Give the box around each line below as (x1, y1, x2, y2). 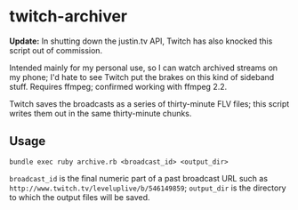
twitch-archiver (9, 6, 128, 27)
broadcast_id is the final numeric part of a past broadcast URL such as (9, 173, 269, 183)
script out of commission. (9, 44, 103, 55)
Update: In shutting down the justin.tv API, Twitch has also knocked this (9, 36, 273, 46)
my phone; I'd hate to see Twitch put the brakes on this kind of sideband (9, 71, 275, 82)
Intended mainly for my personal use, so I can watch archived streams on (9, 62, 278, 73)
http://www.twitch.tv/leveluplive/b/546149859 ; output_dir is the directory (9, 182, 286, 193)
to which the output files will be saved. (9, 191, 150, 202)
